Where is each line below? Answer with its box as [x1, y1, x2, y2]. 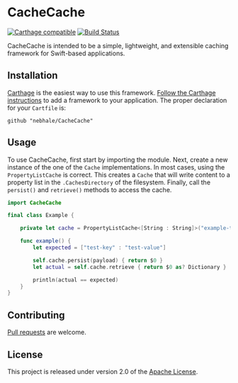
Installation [7, 70, 58, 82]
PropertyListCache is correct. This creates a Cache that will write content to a [7, 170, 230, 179]
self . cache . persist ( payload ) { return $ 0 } [33, 257, 163, 264]
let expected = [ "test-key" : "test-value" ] [33, 244, 166, 252]
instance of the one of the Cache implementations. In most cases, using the [7, 162, 225, 171]
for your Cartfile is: [7, 104, 66, 112]
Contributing [7, 309, 65, 321]
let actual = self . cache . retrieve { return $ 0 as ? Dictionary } [33, 263, 227, 270]
